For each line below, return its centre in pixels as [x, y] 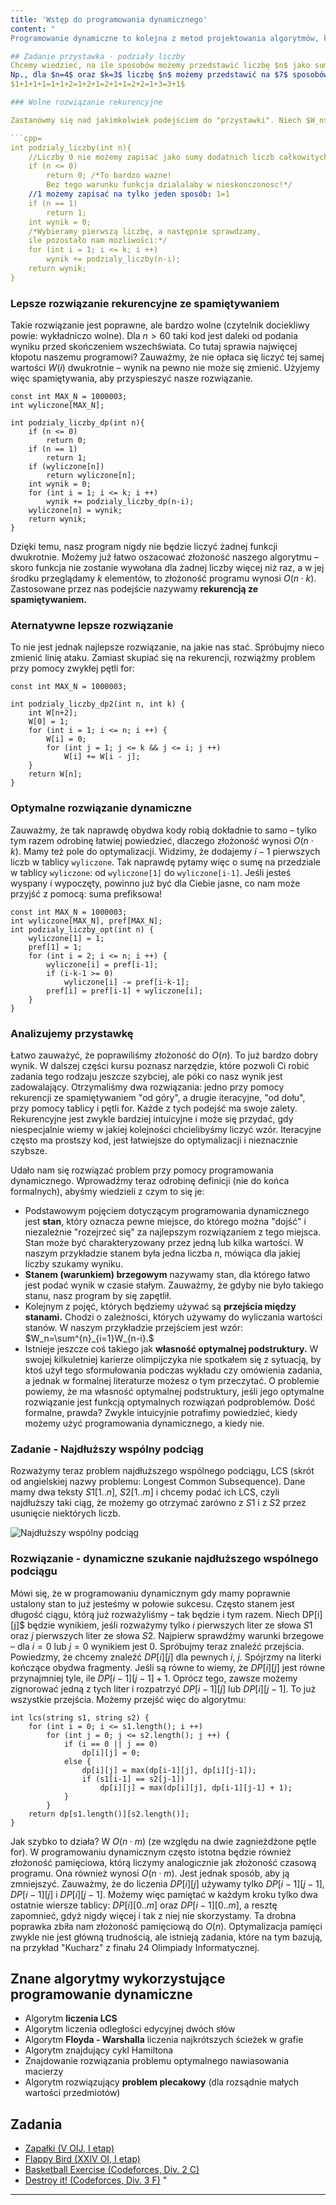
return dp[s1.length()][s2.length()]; [109, 1814]
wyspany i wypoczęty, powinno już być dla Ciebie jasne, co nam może [155, 883]
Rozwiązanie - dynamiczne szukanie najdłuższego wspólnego [164, 1559]
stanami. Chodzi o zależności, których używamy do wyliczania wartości [173, 1317]
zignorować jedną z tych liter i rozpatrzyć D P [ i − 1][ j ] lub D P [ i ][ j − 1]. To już [163, 1688]
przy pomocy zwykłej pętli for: [72, 668]
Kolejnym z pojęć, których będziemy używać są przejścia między [160, 1306]
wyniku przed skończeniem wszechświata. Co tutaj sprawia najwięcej [154, 347]
